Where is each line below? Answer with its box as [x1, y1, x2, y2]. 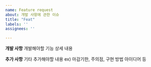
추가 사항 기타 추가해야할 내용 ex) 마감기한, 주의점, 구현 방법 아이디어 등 [5, 56, 146, 62]
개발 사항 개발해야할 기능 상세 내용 [5, 45, 73, 51]
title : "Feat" [5, 17, 35, 22]
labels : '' [5, 21, 28, 27]
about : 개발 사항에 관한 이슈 [5, 12, 60, 17]
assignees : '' [5, 26, 35, 31]
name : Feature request [5, 7, 53, 13]
